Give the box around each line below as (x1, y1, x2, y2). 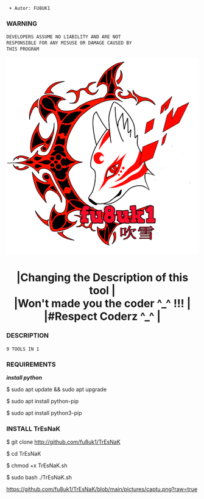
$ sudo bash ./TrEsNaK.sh (6, 474, 72, 481)
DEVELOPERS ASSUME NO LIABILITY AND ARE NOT (6, 34, 121, 40)
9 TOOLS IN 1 (6, 346, 40, 352)
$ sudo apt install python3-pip (6, 409, 82, 416)
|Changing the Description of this (16, 271, 189, 285)
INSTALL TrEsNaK (6, 424, 61, 433)
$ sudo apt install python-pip (6, 398, 79, 405)
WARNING (6, 19, 38, 27)
